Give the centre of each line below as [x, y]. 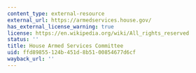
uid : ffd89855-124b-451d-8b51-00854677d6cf [72, 53]
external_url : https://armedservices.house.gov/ [79, 20]
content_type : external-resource [56, 14]
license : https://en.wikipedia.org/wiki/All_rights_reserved [98, 33]
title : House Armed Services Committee [65, 46]
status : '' [23, 40]
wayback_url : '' [31, 59]
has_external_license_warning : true [61, 26]
